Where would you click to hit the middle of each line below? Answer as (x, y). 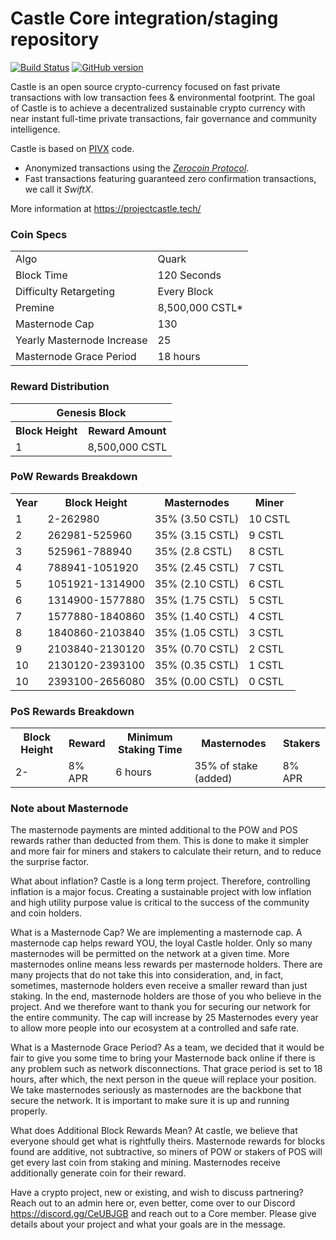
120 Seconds (189, 275)
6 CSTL (266, 584)
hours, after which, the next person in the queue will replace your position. (163, 1079)
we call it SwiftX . (59, 189)
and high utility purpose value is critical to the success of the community (160, 903)
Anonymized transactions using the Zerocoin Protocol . (137, 168)
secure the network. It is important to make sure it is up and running (150, 1101)
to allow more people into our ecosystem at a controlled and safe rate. (155, 1028)
